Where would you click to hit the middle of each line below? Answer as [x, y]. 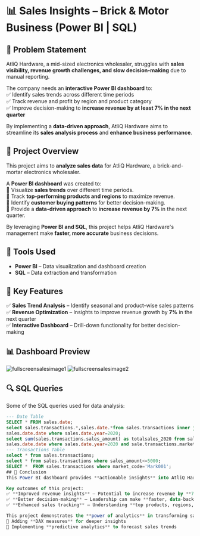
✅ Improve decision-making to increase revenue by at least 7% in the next [99, 108]
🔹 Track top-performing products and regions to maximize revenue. [91, 196]
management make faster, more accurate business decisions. [82, 233]
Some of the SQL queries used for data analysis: [65, 406]
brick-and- [170, 165]
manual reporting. [28, 77]
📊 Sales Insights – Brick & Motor [87, 11]
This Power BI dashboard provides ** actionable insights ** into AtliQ [96, 478]
